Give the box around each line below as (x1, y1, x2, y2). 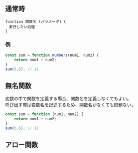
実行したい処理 (8, 24, 35, 29)
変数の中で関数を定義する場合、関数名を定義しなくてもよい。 (5, 96, 132, 102)
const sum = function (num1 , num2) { (5, 112, 84, 117)
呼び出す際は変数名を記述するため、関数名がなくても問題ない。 (5, 102, 136, 108)
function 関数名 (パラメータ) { (5, 19, 66, 24)
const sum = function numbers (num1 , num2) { (5, 53, 99, 58)
